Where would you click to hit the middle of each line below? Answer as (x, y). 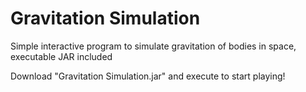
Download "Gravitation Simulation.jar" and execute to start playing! (148, 76)
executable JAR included (61, 56)
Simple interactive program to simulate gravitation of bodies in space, (153, 46)
